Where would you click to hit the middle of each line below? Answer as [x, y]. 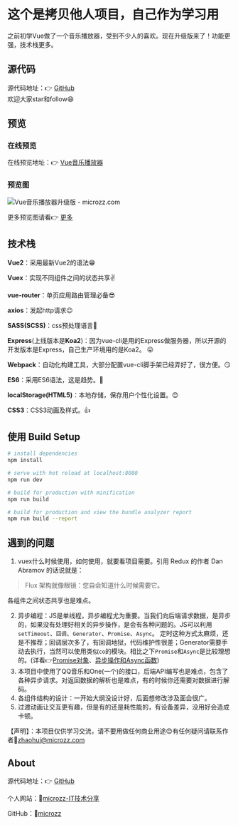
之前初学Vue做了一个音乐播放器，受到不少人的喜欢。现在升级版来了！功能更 [119, 36]
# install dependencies [43, 454]
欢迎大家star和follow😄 [41, 99]
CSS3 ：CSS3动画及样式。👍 [49, 410]
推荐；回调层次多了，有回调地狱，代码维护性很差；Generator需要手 [129, 642]
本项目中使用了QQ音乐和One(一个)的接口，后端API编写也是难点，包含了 [123, 672]
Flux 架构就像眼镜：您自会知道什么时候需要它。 [94, 585]
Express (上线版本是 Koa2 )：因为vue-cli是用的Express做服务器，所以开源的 [117, 340]
